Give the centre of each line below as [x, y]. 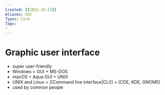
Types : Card [17, 19]
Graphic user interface [53, 53]
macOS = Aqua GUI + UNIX [40, 77]
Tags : [11, 24]
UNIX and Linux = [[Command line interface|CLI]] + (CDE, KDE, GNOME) [86, 82]
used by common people [38, 88]
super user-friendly [32, 66]
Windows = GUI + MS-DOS [40, 72]
